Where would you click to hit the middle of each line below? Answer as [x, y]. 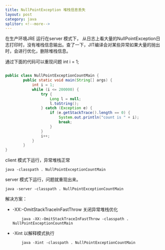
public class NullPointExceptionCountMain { [52, 75]
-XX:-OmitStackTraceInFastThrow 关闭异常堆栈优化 [65, 209]
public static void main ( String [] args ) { [68, 80]
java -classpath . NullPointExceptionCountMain [56, 170]
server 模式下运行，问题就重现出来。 [43, 179]
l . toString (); [64, 103]
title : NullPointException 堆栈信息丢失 [45, 10]
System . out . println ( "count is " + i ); [99, 117]
